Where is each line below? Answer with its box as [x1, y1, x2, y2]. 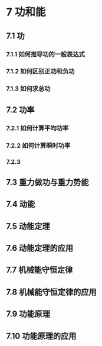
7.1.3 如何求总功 [6, 85, 51, 93]
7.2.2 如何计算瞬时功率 [6, 141, 71, 150]
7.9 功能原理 [6, 309, 50, 319]
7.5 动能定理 [6, 221, 50, 231]
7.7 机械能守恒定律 [6, 265, 73, 275]
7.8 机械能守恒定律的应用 [6, 287, 97, 297]
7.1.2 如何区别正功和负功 [6, 67, 75, 76]
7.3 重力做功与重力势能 [6, 177, 89, 187]
